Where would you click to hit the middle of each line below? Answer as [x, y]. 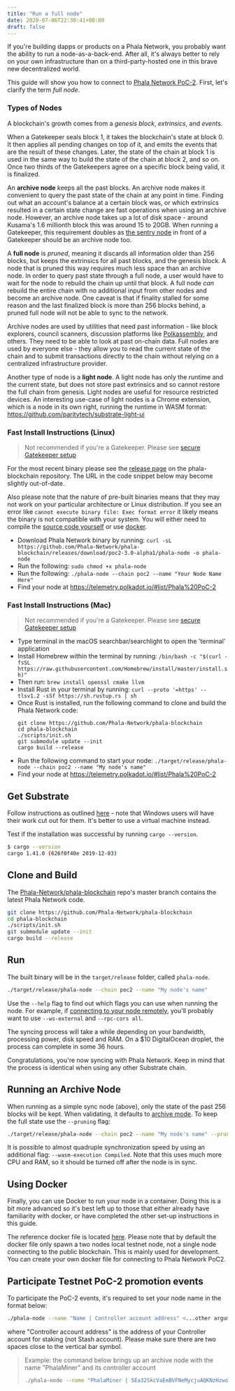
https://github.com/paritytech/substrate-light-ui [76, 414]
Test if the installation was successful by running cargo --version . [103, 834]
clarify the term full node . [44, 90]
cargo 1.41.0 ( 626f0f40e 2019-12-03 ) [62, 853]
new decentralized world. [44, 69]
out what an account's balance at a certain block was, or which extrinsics [113, 202]
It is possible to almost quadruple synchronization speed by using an [106, 1148]
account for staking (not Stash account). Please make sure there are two [112, 1339]
